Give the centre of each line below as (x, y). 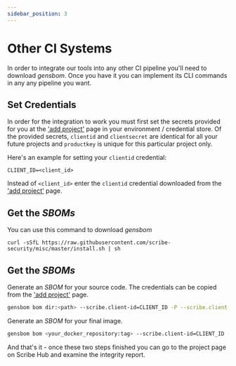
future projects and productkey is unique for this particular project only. (110, 144)
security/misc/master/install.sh (56, 249)
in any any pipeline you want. (50, 83)
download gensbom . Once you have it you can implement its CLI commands (117, 75)
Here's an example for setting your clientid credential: (87, 158)
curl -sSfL (23, 243)
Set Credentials (42, 105)
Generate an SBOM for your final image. (65, 320)
